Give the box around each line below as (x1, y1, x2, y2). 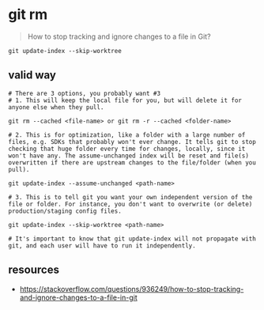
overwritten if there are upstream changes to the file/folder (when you (8, 158, 257, 167)
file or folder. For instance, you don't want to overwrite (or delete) (8, 200, 253, 208)
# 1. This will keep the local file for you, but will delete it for (8, 96, 243, 104)
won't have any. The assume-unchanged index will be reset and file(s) (8, 152, 249, 160)
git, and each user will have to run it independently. (8, 241, 196, 250)
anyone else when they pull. (8, 103, 104, 112)
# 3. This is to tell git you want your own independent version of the (8, 193, 253, 201)
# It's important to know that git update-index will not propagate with (8, 235, 257, 243)
